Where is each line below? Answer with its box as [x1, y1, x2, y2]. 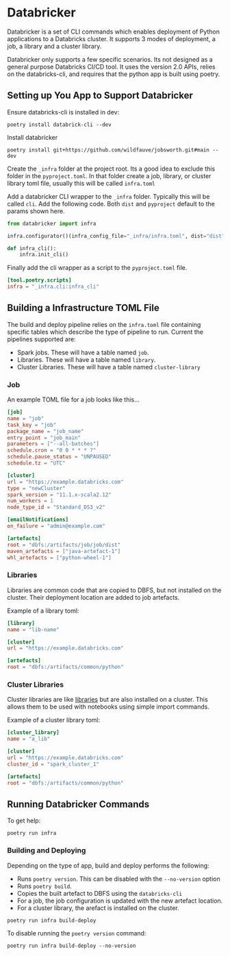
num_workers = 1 [7, 498, 53, 504]
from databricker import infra [7, 220, 97, 227]
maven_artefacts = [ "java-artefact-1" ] [7, 548, 121, 554]
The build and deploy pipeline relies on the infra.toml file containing [7, 320, 201, 328]
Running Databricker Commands [7, 798, 150, 810]
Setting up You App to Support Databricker [7, 90, 193, 101]
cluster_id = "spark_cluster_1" [7, 761, 99, 768]
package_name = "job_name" [7, 428, 84, 434]
